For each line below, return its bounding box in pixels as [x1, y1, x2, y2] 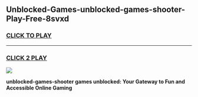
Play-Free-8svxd [6, 14, 70, 24]
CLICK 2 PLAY [6, 53, 47, 62]
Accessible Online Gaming [6, 84, 72, 91]
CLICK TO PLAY [6, 32, 52, 40]
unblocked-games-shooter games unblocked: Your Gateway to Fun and [6, 78, 186, 85]
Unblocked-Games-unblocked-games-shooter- [6, 5, 186, 15]
